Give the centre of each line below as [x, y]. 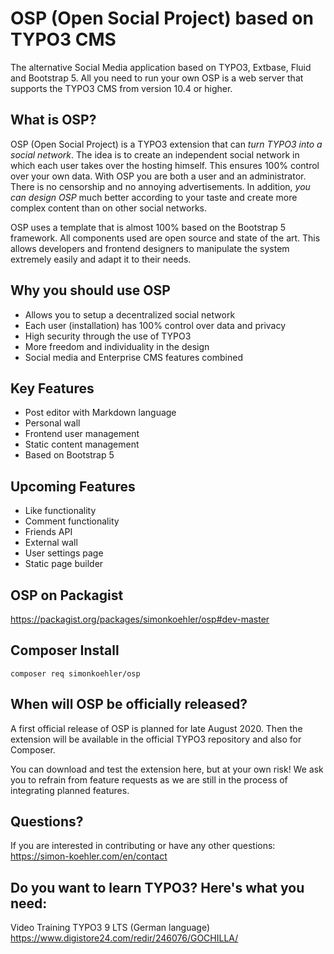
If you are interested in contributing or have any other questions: [143, 846]
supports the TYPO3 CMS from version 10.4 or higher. [121, 88]
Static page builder [64, 564]
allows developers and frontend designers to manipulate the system [150, 248]
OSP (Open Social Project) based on [162, 18]
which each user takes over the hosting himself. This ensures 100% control [165, 165]
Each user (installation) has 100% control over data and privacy [155, 325]
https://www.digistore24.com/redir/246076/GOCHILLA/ [124, 938]
